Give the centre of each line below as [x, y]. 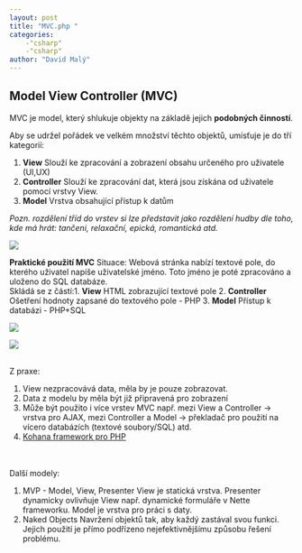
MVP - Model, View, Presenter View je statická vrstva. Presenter [142, 490]
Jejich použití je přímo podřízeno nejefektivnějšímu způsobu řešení [147, 529]
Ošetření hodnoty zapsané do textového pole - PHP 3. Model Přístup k [141, 300]
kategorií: [27, 144]
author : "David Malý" [50, 60]
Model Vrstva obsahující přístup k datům [98, 200]
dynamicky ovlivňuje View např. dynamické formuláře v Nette [136, 500]
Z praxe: [25, 371]
